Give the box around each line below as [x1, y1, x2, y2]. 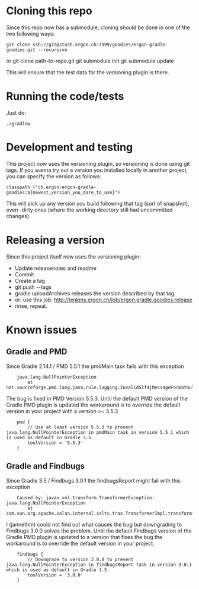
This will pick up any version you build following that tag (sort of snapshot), [6, 200, 190, 207]
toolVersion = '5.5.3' [27, 440, 84, 446]
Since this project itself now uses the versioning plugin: [6, 253, 141, 260]
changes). [6, 212, 31, 219]
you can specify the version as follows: [6, 172, 102, 179]
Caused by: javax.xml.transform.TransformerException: [17, 494, 155, 500]
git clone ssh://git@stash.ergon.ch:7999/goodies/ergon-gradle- [6, 42, 168, 48]
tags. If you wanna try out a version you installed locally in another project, [6, 166, 188, 174]
